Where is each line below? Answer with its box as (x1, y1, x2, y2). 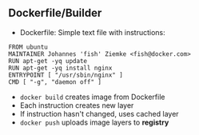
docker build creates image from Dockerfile (19, 92, 165, 101)
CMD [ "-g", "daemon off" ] (8, 77, 102, 86)
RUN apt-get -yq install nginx (8, 64, 113, 72)
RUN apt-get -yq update (8, 57, 88, 65)
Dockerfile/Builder (8, 6, 102, 20)
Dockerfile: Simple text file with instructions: (19, 27, 165, 37)
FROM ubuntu (8, 43, 48, 51)
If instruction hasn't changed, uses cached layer (19, 109, 179, 118)
